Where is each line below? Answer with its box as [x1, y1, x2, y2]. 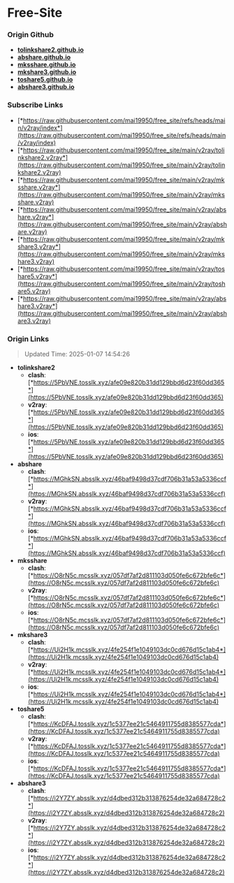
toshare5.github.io [17, 75, 73, 84]
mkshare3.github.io [17, 68, 77, 76]
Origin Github [7, 30, 54, 40]
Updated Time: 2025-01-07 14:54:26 [24, 350, 131, 358]
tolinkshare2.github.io [17, 45, 84, 54]
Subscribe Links [7, 100, 64, 110]
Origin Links [7, 334, 50, 344]
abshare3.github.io [17, 82, 75, 92]
